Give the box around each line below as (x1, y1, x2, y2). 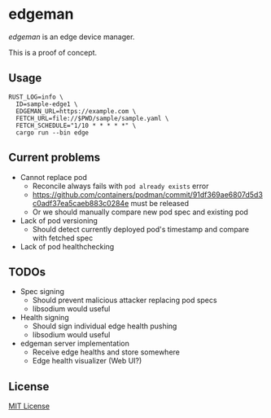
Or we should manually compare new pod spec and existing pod (32, 207, 248, 217)
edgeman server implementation (20, 339, 130, 349)
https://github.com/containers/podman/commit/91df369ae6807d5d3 (32, 189, 263, 200)
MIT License (8, 401, 50, 411)
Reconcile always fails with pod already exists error (32, 181, 209, 191)
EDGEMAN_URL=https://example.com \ (15, 107, 137, 115)
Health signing (20, 313, 69, 323)
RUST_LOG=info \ (8, 93, 63, 101)
